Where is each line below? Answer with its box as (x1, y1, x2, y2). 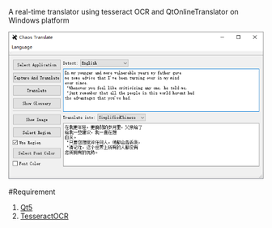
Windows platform (8, 15, 70, 25)
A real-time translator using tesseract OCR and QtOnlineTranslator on (8, 7, 239, 16)
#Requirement (8, 187, 56, 196)
